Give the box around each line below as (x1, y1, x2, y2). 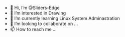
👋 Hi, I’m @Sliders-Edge (10, 5, 60, 10)
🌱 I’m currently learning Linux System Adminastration (10, 15, 120, 21)
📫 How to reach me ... (10, 26, 57, 32)
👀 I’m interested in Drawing (10, 10, 66, 16)
